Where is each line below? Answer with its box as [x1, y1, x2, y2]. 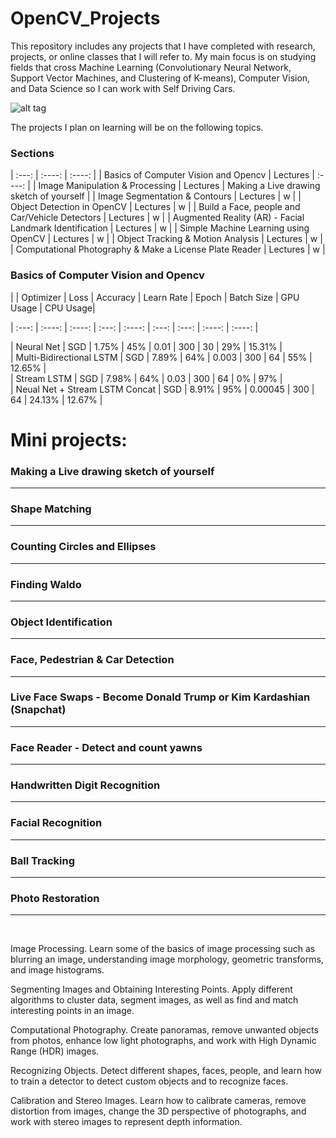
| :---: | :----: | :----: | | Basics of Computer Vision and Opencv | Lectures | [10, 169, 316, 181]
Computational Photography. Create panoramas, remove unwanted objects [10, 1024, 319, 1036]
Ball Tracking [10, 853, 76, 867]
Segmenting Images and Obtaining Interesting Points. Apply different [10, 983, 293, 996]
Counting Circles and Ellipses [10, 540, 157, 554]
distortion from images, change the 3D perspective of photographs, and [10, 1105, 307, 1117]
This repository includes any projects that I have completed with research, [10, 40, 316, 52]
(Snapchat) [10, 703, 67, 717]
